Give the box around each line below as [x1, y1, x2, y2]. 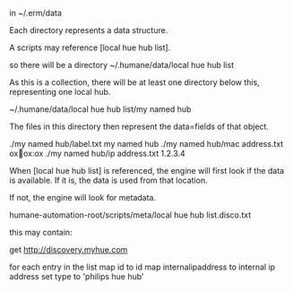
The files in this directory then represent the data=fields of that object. [9, 121, 269, 132]
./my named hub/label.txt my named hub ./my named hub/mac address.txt [9, 139, 284, 149]
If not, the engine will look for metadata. [9, 193, 157, 202]
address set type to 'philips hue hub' [9, 271, 145, 281]
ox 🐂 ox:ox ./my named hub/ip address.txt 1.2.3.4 [9, 148, 185, 158]
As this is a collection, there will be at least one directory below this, [9, 77, 260, 88]
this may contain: [9, 227, 73, 237]
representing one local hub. [9, 87, 111, 97]
